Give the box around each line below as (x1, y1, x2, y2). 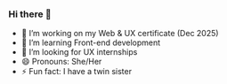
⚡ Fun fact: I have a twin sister (20, 66, 133, 77)
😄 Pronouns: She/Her (20, 57, 102, 67)
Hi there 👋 (8, 8, 53, 20)
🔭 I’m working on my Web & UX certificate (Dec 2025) (20, 28, 219, 39)
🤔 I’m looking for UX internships (20, 47, 138, 57)
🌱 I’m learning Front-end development (20, 37, 161, 48)
